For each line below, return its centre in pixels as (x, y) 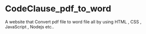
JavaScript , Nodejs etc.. (30, 26)
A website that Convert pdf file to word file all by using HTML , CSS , (73, 22)
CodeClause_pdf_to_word (58, 9)
